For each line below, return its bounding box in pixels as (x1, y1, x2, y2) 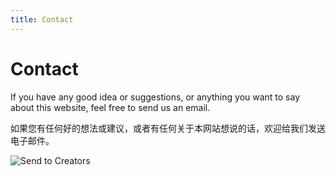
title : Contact (10, 14, 74, 25)
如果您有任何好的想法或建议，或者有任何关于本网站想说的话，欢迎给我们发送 (10, 122, 326, 134)
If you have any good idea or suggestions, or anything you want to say (10, 91, 301, 103)
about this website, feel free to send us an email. (10, 101, 211, 113)
